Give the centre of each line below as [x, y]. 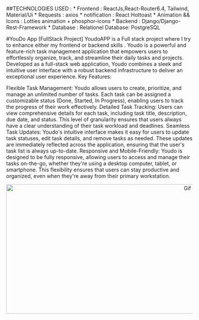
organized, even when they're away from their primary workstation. [88, 176]
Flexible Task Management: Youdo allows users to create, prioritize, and [94, 88]
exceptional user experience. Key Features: [59, 77]
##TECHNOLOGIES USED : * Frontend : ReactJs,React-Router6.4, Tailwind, [98, 9]
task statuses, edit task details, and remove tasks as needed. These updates [99, 138]
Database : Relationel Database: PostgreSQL [106, 27]
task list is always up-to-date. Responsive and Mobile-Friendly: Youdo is [94, 151]
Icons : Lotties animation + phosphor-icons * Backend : [73, 21]
